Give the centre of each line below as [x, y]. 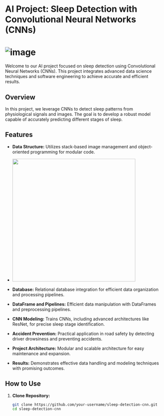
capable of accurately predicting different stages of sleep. [64, 119]
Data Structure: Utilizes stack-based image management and [75, 146]
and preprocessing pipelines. [41, 309]
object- [146, 146]
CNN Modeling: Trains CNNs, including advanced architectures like [81, 319]
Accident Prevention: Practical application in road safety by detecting [83, 333]
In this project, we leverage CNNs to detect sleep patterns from [69, 109]
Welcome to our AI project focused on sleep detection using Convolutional [80, 66]
